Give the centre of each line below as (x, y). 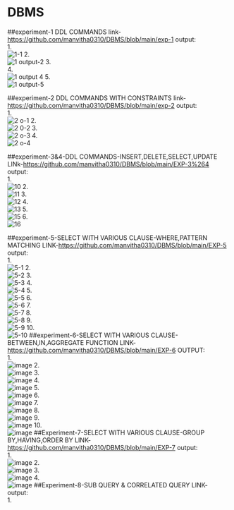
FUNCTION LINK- (111, 342)
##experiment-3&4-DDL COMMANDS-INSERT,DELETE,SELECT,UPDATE (112, 157)
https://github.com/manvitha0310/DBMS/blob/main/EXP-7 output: (103, 447)
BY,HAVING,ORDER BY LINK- (49, 440)
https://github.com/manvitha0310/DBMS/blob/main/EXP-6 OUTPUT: (106, 350)
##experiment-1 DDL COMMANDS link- (64, 32)
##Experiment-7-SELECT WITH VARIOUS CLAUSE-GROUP (119, 432)
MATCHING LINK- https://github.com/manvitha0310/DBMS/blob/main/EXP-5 (117, 245)
